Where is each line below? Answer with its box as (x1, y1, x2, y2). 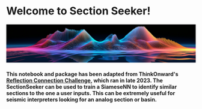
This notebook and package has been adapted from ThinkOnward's (6, 71, 179, 78)
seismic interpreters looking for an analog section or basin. (6, 96, 158, 103)
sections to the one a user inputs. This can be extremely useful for (6, 90, 176, 97)
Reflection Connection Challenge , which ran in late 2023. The (6, 77, 164, 84)
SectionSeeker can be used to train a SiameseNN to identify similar (6, 83, 177, 90)
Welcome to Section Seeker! (6, 4, 151, 18)
